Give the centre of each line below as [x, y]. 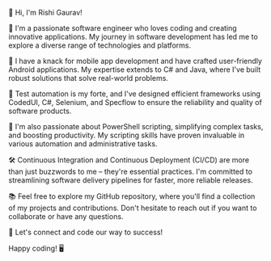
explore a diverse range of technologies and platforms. [100, 45]
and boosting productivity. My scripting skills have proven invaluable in [127, 135]
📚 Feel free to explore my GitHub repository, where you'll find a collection [132, 196]
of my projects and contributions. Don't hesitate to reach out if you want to [133, 208]
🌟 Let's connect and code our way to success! [86, 232]
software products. [40, 111]
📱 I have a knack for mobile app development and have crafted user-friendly [135, 61]
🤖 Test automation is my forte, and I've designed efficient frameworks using [135, 94]
